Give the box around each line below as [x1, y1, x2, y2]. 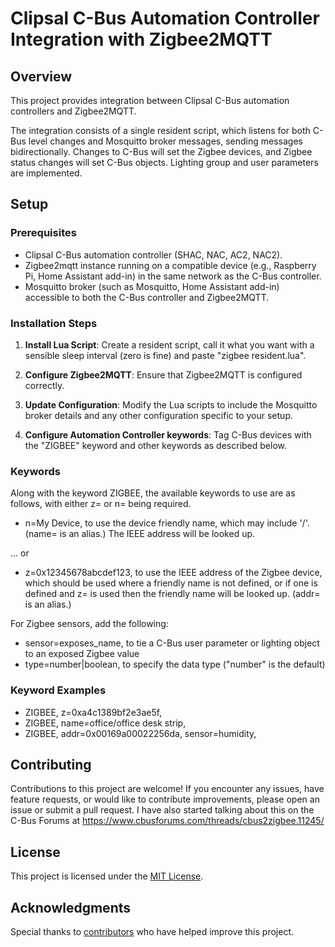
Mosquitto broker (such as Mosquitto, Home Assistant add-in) [24, 280, 280, 292]
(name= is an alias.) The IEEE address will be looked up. [24, 528, 256, 540]
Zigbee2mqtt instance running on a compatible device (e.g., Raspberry [24, 259, 317, 271]
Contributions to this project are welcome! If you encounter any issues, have [10, 783, 325, 795]
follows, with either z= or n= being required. [10, 498, 192, 510]
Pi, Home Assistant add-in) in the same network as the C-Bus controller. [24, 270, 322, 282]
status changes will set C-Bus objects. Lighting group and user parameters [10, 157, 319, 168]
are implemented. [10, 167, 83, 179]
